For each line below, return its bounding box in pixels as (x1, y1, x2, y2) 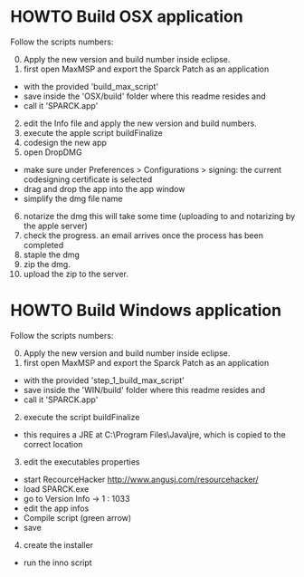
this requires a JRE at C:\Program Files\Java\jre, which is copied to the (23, 428, 286, 440)
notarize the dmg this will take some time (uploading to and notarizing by (23, 210, 296, 221)
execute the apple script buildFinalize (23, 127, 164, 138)
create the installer (23, 539, 94, 550)
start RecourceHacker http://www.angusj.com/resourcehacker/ (23, 474, 259, 485)
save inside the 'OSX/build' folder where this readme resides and (23, 91, 266, 101)
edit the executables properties (23, 456, 140, 467)
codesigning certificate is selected (23, 174, 153, 185)
